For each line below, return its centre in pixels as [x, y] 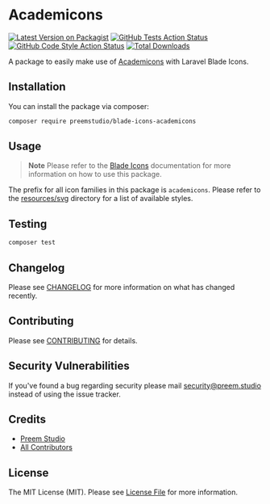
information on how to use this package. [95, 174]
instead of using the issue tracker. [64, 394]
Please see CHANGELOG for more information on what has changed [122, 287]
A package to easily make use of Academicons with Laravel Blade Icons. [129, 61]
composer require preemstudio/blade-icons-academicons [102, 121]
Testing [28, 224]
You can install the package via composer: [79, 106]
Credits [27, 419]
